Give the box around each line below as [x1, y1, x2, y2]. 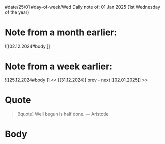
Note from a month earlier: [5, 27, 117, 38]
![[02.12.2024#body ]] [5, 43, 50, 49]
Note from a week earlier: [5, 61, 113, 72]
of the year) [5, 9, 29, 15]
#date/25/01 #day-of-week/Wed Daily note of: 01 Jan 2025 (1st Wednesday [5, 4, 161, 10]
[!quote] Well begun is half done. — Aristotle [17, 111, 109, 117]
